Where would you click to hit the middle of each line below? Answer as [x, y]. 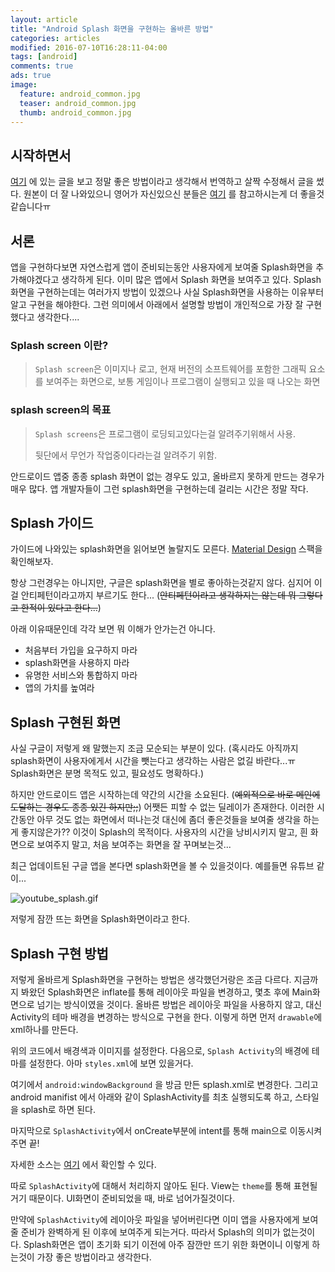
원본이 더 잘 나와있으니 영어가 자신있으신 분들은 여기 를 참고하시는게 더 [160, 194]
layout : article [44, 19]
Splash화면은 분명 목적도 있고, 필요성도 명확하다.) [107, 773]
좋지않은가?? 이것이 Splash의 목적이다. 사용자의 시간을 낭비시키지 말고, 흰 [164, 832]
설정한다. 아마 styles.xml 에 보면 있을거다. [111, 1063]
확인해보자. [32, 562]
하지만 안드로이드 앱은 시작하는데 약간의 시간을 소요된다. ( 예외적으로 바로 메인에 [165, 795]
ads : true [31, 76]
